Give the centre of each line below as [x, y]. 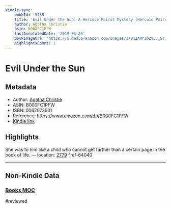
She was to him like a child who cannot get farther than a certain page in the [85, 149]
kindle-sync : [19, 10]
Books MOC [20, 190]
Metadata [21, 87]
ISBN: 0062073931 [32, 110]
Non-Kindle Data [32, 176]
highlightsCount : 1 [35, 43]
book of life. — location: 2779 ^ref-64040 [49, 155]
